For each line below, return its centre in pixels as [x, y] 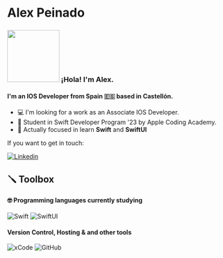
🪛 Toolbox [31, 179]
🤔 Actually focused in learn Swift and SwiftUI [82, 130]
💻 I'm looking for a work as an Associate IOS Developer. [98, 112]
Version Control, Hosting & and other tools [69, 232]
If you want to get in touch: [46, 143]
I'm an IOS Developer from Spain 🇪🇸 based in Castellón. [90, 96]
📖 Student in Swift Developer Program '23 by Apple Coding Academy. [117, 122]
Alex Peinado [46, 13]
